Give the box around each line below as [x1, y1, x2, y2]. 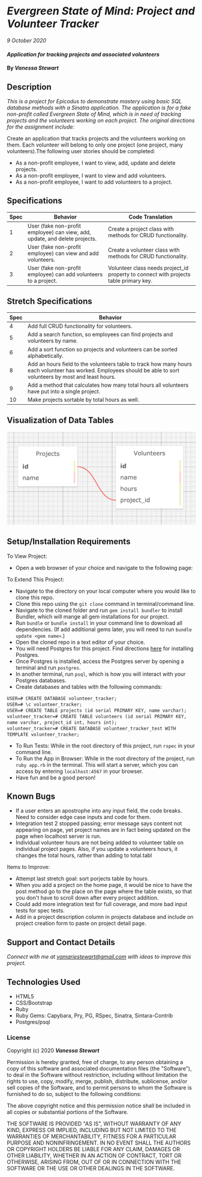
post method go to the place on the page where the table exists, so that [15, 888, 192, 895]
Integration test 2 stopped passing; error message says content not [15, 820, 182, 827]
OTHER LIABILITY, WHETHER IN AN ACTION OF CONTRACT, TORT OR [7, 1152, 182, 1160]
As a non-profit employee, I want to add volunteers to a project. [15, 178, 173, 186]
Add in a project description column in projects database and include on [15, 913, 194, 921]
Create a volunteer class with [108, 246, 180, 253]
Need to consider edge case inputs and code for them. [15, 814, 151, 821]
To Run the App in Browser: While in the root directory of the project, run [15, 755, 195, 762]
